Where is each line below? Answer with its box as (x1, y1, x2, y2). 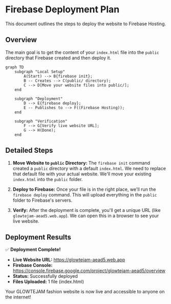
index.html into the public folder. (12, 176, 83, 182)
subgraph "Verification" (14, 118, 68, 124)
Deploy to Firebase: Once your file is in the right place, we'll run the (12, 186, 156, 192)
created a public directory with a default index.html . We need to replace (12, 165, 166, 171)
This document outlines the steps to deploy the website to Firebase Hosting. (5, 21, 166, 27)
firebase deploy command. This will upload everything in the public (12, 191, 157, 198)
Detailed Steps (5, 146, 53, 155)
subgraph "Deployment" (14, 96, 63, 101)
